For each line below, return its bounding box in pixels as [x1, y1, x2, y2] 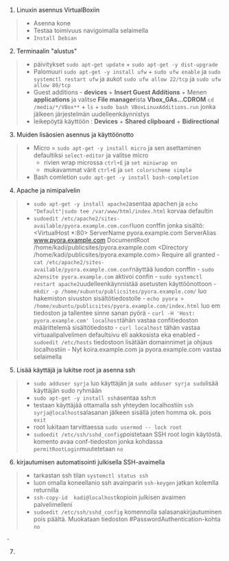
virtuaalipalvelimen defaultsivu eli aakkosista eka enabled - [33, 331, 200, 339]
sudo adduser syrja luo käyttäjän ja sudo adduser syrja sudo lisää [33, 379, 219, 387]
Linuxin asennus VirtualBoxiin [16, 6, 100, 14]
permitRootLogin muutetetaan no [33, 445, 123, 453]
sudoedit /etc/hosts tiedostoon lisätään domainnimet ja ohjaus [33, 338, 213, 346]
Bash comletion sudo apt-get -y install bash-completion [33, 173, 200, 181]
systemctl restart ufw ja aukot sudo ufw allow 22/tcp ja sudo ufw [33, 75, 221, 83]
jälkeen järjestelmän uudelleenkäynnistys [33, 110, 150, 118]
